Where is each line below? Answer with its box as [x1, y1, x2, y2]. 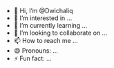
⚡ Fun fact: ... [13, 54, 52, 62]
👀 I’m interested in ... [13, 14, 73, 22]
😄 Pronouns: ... [13, 46, 59, 55]
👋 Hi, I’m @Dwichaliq [13, 7, 73, 15]
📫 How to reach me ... [13, 37, 78, 44]
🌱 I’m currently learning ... [13, 22, 88, 29]
